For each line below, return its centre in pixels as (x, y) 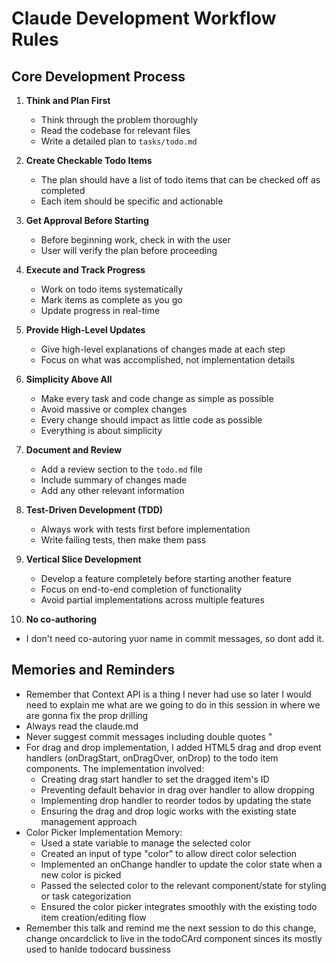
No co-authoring (61, 619)
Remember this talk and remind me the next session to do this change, (171, 928)
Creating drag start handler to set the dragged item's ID (155, 779)
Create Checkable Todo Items (89, 160)
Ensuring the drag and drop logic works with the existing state (168, 811)
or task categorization (86, 896)
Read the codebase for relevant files (115, 130)
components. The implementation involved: (115, 768)
